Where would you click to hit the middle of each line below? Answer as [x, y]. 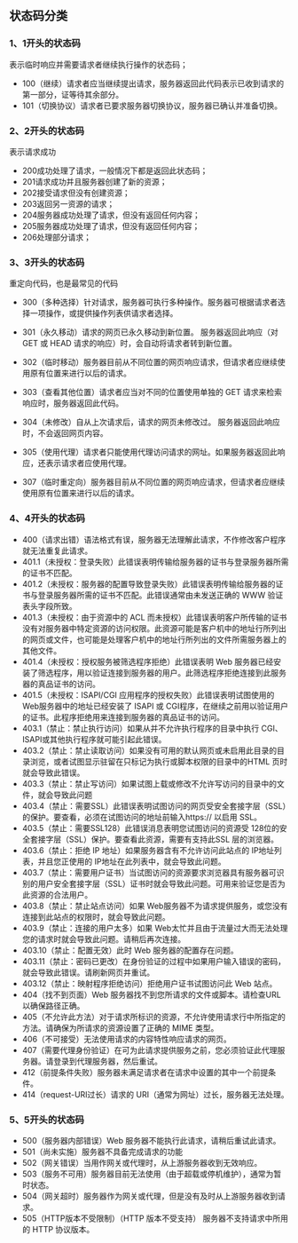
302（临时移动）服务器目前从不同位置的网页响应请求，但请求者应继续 [149, 362]
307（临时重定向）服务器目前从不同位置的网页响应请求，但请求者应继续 [153, 482]
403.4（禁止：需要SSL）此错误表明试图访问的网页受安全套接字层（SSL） [154, 805]
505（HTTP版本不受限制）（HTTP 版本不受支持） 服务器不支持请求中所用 [155, 1218]
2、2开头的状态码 [47, 131]
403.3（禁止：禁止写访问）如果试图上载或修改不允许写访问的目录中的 [149, 783]
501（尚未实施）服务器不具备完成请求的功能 [102, 1152]
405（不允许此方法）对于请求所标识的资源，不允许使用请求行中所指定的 [153, 1017]
